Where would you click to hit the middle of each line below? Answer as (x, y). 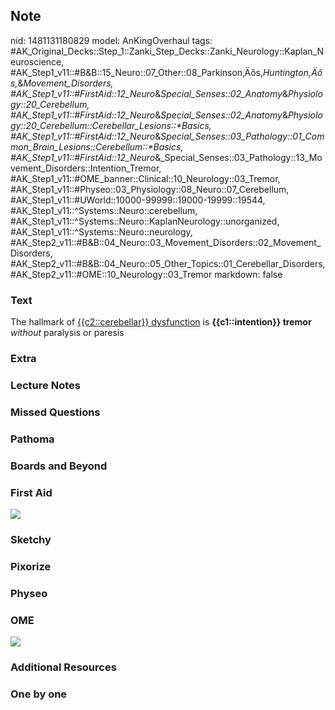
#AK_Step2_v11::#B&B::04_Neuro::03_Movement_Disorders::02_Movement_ (166, 242)
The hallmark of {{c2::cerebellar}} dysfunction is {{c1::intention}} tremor (161, 322)
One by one (39, 694)
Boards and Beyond (59, 466)
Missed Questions (55, 412)
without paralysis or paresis (67, 333)
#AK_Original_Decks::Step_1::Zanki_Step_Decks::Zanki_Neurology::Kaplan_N (167, 51)
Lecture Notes (45, 385)
